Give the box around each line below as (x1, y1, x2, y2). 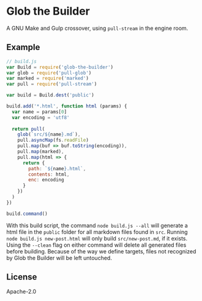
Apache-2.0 (6, 288, 37, 296)
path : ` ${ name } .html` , (28, 165, 86, 172)
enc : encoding (28, 177, 64, 183)
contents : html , (28, 171, 70, 178)
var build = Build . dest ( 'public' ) (6, 92, 95, 98)
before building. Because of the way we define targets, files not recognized (6, 247, 196, 255)
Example (6, 42, 40, 53)
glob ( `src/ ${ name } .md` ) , (17, 131, 81, 138)
